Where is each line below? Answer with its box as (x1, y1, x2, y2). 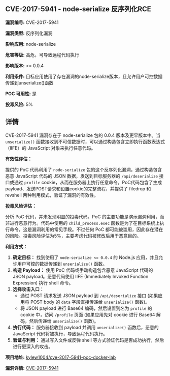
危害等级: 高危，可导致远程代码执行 (5, 51, 80, 57)
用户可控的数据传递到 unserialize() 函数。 (17, 261, 108, 267)
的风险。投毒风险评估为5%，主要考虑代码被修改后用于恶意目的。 (5, 233, 142, 239)
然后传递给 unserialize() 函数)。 (29, 317, 99, 324)
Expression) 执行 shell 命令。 (12, 279, 74, 286)
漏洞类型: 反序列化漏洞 (5, 30, 53, 36)
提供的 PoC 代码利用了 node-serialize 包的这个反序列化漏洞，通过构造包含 (5, 166, 162, 172)
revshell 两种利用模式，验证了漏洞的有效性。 (5, 192, 99, 198)
